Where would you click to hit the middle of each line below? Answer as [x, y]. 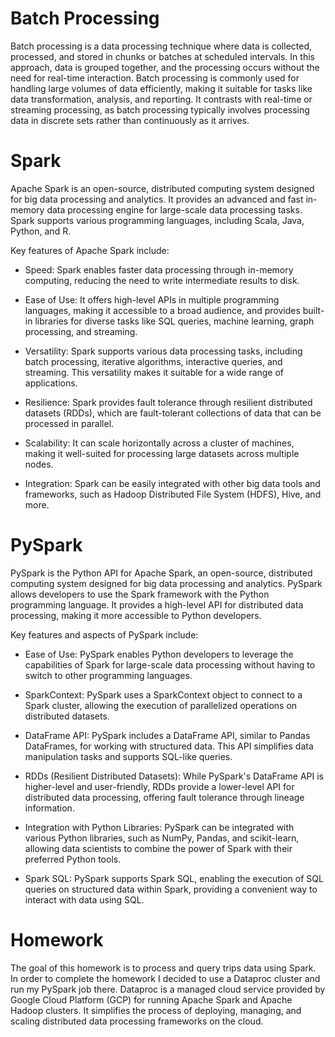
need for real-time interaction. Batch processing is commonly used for [155, 78]
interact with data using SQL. [84, 899]
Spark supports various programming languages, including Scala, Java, [157, 220]
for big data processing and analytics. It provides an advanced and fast [157, 199]
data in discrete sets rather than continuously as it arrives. [130, 120]
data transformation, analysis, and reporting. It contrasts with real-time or [161, 99]
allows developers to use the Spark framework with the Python [140, 594]
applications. [51, 383]
